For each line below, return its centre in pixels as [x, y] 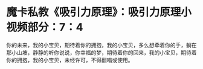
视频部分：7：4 [45, 27]
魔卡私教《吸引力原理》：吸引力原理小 [99, 12]
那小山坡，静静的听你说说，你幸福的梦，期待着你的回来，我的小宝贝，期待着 [101, 52]
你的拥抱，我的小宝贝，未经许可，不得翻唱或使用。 [70, 60]
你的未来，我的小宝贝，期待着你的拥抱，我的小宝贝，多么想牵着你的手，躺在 [101, 45]
